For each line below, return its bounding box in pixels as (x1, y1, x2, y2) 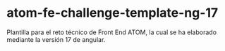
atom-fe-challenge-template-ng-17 (6, 5, 219, 21)
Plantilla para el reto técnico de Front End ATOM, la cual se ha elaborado (6, 28, 217, 36)
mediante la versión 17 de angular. (6, 35, 106, 43)
